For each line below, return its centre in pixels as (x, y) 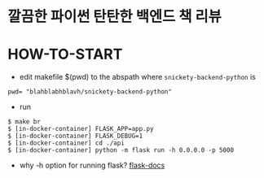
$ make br (24, 122)
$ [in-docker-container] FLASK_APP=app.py (81, 129)
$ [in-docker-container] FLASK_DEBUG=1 (75, 136)
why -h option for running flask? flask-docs (92, 165)
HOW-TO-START (65, 54)
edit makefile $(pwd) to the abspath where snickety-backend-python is (137, 77)
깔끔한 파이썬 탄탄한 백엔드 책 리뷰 (114, 17)
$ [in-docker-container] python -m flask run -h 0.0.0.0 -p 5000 (121, 150)
